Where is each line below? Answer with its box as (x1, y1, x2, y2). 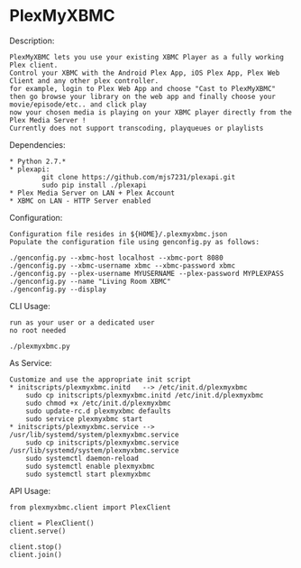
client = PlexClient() (9, 518, 95, 527)
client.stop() (9, 542, 63, 551)
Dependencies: (9, 139, 66, 150)
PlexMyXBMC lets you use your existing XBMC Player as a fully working (9, 52, 284, 61)
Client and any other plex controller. (9, 76, 160, 86)
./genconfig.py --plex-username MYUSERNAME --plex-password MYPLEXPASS (9, 269, 284, 278)
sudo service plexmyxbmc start (25, 414, 143, 424)
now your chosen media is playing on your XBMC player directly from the (9, 107, 293, 117)
